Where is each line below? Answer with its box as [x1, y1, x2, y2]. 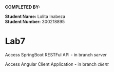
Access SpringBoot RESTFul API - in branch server [5, 52, 107, 57]
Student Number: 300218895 [5, 19, 65, 24]
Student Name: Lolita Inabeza [5, 14, 66, 19]
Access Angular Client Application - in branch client [5, 61, 109, 67]
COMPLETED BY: [5, 4, 40, 10]
